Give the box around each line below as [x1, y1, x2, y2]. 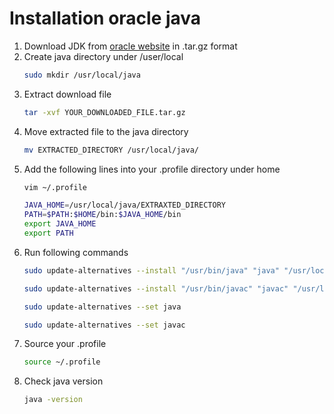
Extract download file [23, 88, 112, 100]
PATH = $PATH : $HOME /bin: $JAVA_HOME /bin [23, 210, 182, 220]
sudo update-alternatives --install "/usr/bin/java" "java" [23, 265, 280, 276]
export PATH [23, 228, 74, 239]
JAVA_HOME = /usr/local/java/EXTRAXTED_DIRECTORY [23, 200, 226, 211]
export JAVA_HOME [23, 219, 97, 229]
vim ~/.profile [23, 182, 88, 192]
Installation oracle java [9, 7, 202, 30]
